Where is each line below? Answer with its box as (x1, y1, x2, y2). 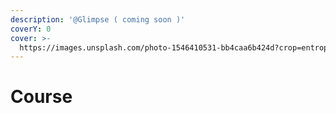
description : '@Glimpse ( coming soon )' (10, 14, 186, 25)
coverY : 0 (10, 24, 52, 34)
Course (10, 86, 73, 108)
